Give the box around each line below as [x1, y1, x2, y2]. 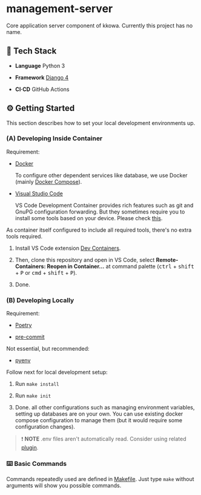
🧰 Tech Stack [6, 46, 57, 56]
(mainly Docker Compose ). [15, 178, 82, 185]
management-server [6, 2, 113, 16]
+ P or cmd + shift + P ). [15, 269, 77, 276]
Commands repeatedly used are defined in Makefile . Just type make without [6, 476, 195, 483]
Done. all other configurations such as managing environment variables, [15, 404, 195, 411]
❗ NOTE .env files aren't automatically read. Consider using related [21, 436, 186, 443]
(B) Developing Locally [6, 296, 74, 305]
